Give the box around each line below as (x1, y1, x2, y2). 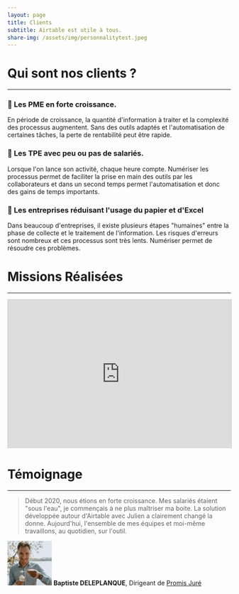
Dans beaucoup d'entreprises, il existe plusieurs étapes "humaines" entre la (7, 221, 229, 230)
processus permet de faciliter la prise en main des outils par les (7, 172, 193, 180)
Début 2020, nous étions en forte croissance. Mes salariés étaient (24, 496, 218, 504)
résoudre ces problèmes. (7, 244, 81, 252)
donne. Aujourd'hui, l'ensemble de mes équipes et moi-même (24, 519, 206, 527)
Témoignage (7, 466, 83, 482)
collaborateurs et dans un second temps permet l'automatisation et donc (7, 180, 220, 188)
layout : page (7, 11, 46, 18)
